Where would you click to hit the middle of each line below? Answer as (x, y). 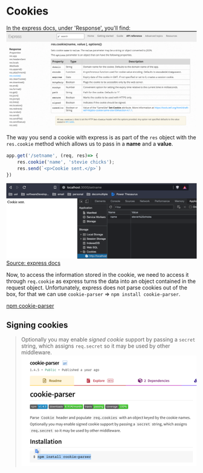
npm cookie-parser (30, 306)
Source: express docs (34, 263)
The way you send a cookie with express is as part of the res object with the (101, 137)
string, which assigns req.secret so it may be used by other (95, 346)
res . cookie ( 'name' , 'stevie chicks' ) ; (66, 162)
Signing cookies (37, 325)
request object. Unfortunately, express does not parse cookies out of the (97, 288)
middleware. (37, 352)
